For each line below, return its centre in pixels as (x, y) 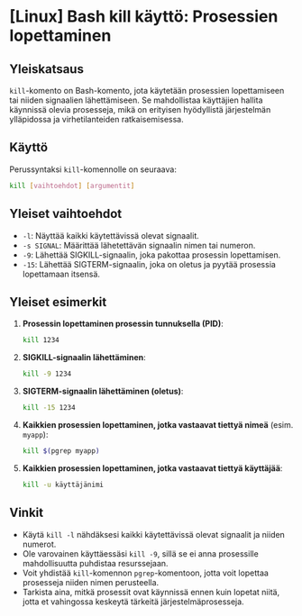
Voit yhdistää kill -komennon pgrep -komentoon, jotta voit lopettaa (145, 573)
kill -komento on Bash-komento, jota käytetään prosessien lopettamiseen (147, 91)
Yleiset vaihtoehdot (66, 214)
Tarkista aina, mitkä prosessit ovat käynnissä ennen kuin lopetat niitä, (151, 592)
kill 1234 (41, 340)
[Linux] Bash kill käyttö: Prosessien (144, 17)
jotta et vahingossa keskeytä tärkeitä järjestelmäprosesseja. (133, 602)
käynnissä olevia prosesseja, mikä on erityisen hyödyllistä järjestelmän (140, 109)
